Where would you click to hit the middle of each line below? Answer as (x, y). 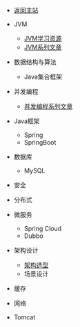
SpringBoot (40, 142)
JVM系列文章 (43, 47)
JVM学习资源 (43, 38)
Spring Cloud (43, 229)
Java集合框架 (43, 77)
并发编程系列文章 (48, 106)
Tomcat (24, 317)
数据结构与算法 (35, 62)
